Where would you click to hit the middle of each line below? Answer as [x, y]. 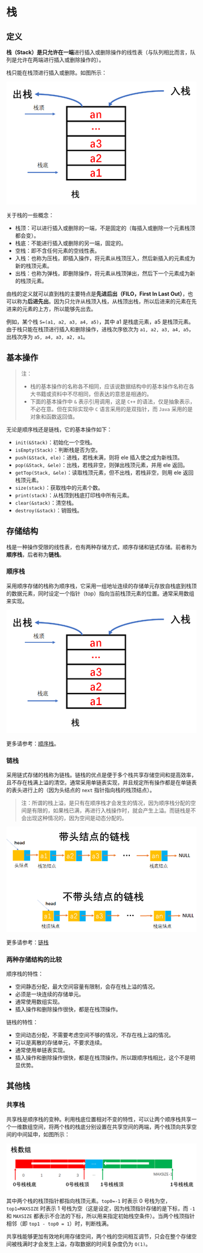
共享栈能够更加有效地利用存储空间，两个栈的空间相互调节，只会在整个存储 [99, 1236]
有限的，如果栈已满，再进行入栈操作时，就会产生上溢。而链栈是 [111, 810]
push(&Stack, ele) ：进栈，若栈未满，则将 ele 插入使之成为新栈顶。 [99, 457]
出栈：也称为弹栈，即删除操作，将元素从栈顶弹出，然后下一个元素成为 [102, 273]
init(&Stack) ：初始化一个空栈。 [55, 442]
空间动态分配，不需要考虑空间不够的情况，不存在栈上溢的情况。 [94, 1035]
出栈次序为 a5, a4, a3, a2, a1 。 [47, 337]
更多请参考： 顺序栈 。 [33, 743]
